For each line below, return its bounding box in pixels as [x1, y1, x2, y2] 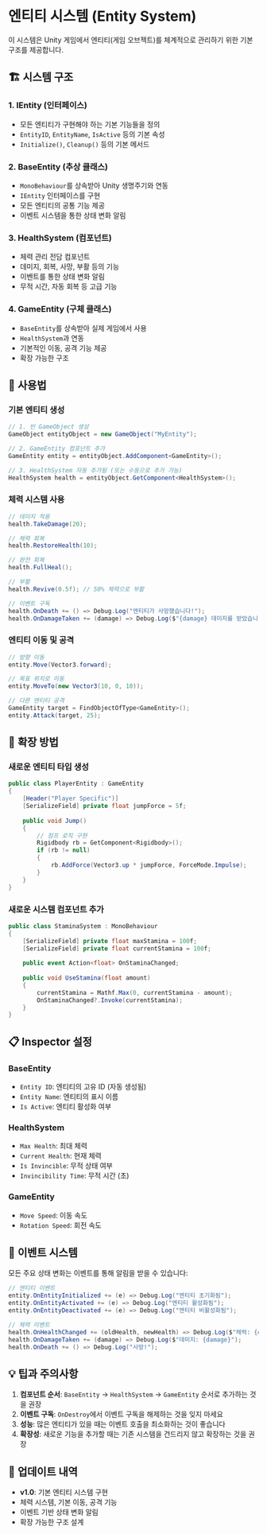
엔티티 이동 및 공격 [8, 635, 75, 646]
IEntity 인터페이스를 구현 [19, 190, 101, 200]
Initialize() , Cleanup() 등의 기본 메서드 [19, 139, 150, 149]
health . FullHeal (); [8, 564, 73, 572]
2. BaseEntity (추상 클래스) [8, 161, 109, 172]
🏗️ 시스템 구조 [8, 71, 74, 84]
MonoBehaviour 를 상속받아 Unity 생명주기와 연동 [19, 181, 168, 190]
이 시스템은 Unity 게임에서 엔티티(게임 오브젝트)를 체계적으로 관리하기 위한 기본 [8, 35, 253, 45]
